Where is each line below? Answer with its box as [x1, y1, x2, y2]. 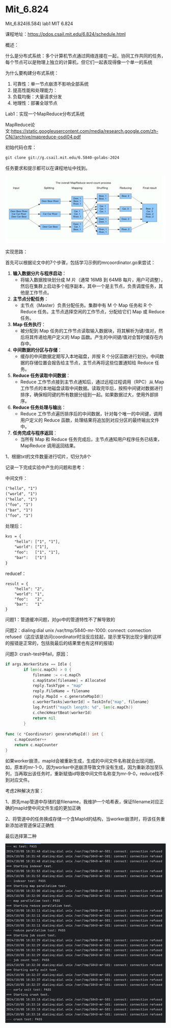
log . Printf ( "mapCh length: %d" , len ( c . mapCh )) [32, 704, 133, 710]
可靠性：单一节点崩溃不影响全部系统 [12, 81, 89, 87]
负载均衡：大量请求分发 [12, 93, 62, 100]
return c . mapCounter [14, 743, 58, 748]
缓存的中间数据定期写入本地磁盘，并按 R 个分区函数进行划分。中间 [20, 353, 160, 359]
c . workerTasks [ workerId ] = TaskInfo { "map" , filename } [32, 699, 149, 705]
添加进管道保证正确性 [9, 822, 54, 828]
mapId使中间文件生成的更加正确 [14, 805, 81, 811]
